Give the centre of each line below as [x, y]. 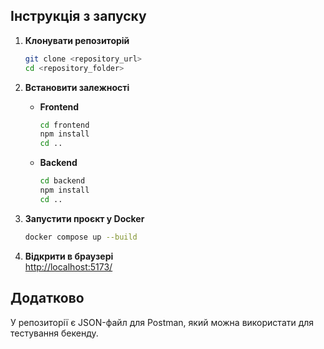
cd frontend [64, 125]
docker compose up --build [81, 237]
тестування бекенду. [54, 333]
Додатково [47, 298]
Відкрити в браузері [69, 256]
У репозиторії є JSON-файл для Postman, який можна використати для [162, 322]
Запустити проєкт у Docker [84, 218]
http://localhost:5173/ [68, 266]
